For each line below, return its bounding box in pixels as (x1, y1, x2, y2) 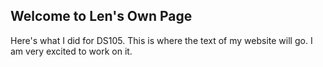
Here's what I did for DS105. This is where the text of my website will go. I (10, 34, 313, 46)
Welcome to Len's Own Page (10, 8, 193, 25)
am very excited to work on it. (10, 45, 133, 57)
